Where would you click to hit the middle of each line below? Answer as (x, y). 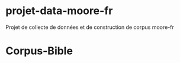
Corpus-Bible (39, 51)
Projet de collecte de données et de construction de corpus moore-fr (90, 27)
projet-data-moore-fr (59, 11)
